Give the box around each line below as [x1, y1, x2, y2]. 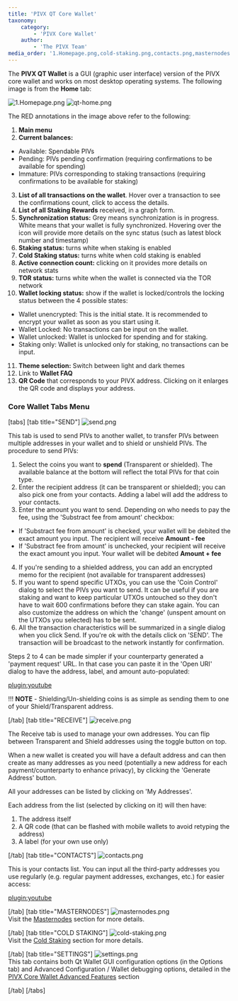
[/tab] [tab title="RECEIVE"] [8, 716, 88, 725]
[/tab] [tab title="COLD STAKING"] [8, 929, 108, 937]
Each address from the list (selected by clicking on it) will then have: [8, 801, 208, 810]
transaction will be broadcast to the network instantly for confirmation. [18, 639, 225, 647]
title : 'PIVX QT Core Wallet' [8, 10, 98, 18]
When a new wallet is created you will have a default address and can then [8, 751, 226, 759]
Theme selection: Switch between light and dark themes [18, 361, 185, 369]
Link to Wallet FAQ [18, 369, 73, 377]
